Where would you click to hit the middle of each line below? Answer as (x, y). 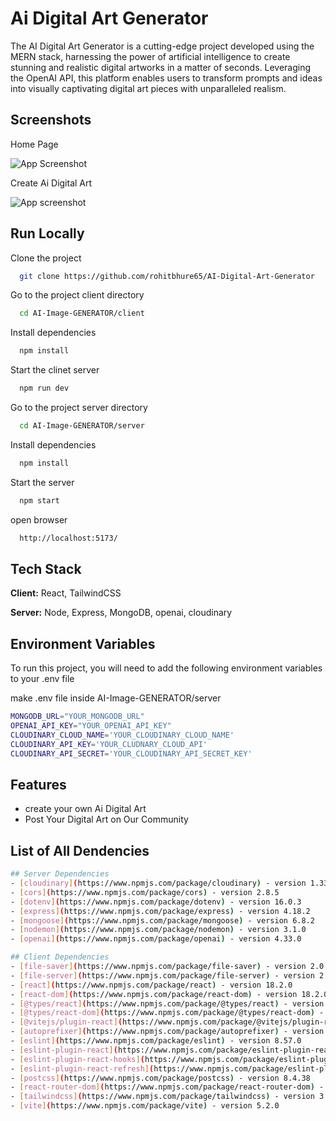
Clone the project (46, 258)
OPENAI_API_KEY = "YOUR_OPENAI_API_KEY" (91, 726)
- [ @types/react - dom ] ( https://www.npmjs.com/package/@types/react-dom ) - (167, 1013)
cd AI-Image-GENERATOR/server (82, 426)
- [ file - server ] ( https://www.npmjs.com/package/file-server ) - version (162, 975)
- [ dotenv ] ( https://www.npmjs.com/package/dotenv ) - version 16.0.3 (156, 902)
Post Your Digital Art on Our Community (106, 819)
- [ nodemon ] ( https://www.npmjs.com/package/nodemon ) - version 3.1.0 (158, 930)
